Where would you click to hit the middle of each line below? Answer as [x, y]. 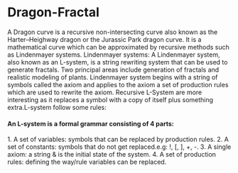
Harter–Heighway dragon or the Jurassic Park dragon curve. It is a [104, 39]
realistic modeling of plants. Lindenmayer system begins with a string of [113, 77]
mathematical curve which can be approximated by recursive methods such [118, 47]
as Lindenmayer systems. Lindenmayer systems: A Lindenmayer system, [114, 55]
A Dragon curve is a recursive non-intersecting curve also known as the [113, 32]
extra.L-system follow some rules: [57, 107]
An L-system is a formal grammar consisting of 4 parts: [91, 123]
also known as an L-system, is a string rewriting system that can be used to [118, 62]
